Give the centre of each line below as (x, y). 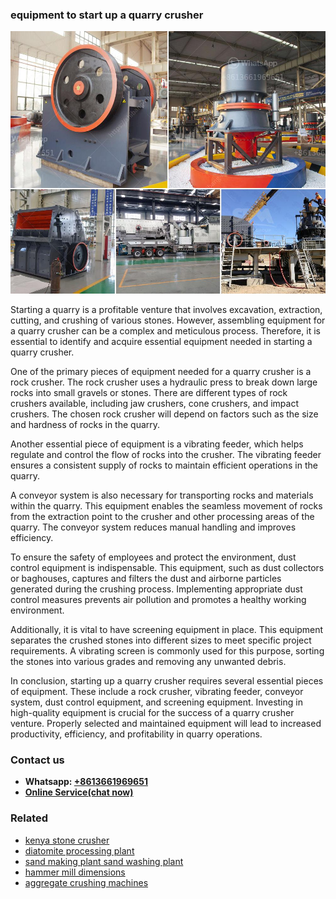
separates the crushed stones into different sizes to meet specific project (161, 640)
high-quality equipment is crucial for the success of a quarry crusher (152, 712)
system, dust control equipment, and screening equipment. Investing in (156, 702)
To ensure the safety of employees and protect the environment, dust (153, 557)
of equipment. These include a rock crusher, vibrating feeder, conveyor (157, 691)
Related (29, 818)
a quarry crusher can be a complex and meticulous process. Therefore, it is (165, 330)
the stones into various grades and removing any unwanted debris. (148, 661)
